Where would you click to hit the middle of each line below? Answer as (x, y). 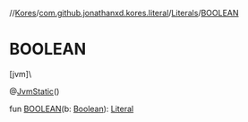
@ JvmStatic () (34, 91)
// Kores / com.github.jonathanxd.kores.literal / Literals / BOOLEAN (124, 13)
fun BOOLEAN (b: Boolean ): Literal (72, 109)
